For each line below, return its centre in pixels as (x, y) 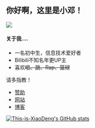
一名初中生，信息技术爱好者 (48, 53)
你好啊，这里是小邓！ (44, 11)
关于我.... (17, 39)
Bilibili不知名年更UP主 (41, 60)
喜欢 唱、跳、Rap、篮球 (42, 68)
